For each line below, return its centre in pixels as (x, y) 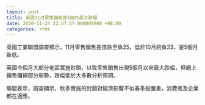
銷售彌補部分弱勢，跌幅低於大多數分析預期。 (63, 75)
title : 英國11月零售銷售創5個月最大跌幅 (52, 18)
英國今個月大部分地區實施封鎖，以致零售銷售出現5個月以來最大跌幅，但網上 (102, 68)
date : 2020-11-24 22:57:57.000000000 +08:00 (64, 23)
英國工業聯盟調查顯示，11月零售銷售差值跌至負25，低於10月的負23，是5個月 (102, 47)
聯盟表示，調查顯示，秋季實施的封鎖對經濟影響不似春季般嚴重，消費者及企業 (103, 89)
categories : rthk (28, 29)
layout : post (23, 12)
